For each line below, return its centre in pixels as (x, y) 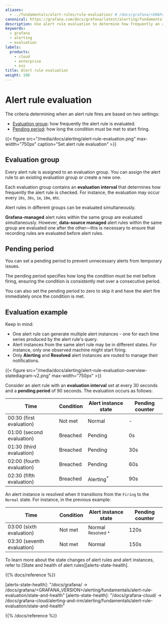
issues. (12, 266)
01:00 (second (25, 432)
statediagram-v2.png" (28, 376)
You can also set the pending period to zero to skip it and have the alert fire (83, 291)
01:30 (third (22, 447)
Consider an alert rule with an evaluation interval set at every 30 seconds (81, 386)
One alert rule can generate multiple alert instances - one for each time (85, 334)
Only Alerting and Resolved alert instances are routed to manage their (85, 355)
